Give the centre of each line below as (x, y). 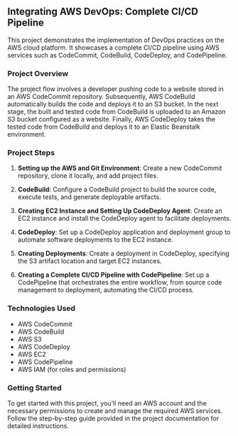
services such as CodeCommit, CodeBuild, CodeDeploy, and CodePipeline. (117, 55)
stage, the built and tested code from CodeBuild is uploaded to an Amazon (117, 112)
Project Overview (38, 73)
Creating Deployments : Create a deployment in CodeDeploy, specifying (123, 254)
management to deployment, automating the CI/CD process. (106, 290)
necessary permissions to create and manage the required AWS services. (115, 411)
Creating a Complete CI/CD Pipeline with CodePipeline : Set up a (113, 275)
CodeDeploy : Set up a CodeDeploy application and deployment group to (124, 232)
